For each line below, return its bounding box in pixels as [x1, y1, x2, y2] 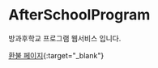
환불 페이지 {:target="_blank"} [8, 50, 105, 60]
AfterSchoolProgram [8, 6, 151, 24]
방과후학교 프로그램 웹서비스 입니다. [8, 33, 122, 43]
